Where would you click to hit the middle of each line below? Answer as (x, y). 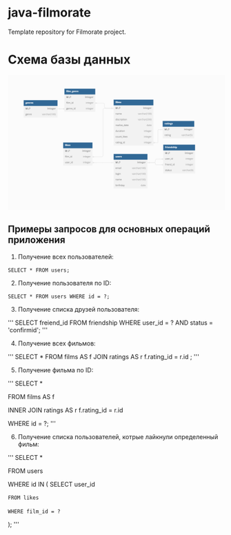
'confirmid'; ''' (28, 330)
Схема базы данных (69, 60)
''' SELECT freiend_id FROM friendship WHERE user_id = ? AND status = (110, 323)
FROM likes (23, 498)
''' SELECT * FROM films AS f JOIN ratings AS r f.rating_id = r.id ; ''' (103, 356)
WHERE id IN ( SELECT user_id (52, 484)
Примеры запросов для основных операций (109, 229)
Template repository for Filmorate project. (67, 32)
